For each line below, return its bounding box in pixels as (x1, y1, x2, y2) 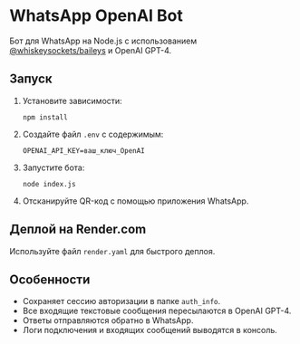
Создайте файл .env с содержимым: (22, 129, 164, 139)
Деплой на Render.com (9, 222, 147, 237)
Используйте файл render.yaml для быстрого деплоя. (9, 245, 216, 256)
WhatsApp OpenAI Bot (9, 5, 183, 26)
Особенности (9, 272, 91, 287)
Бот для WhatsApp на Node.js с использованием (9, 35, 198, 46)
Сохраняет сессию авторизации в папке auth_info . (22, 296, 221, 307)
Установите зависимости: (22, 95, 122, 106)
